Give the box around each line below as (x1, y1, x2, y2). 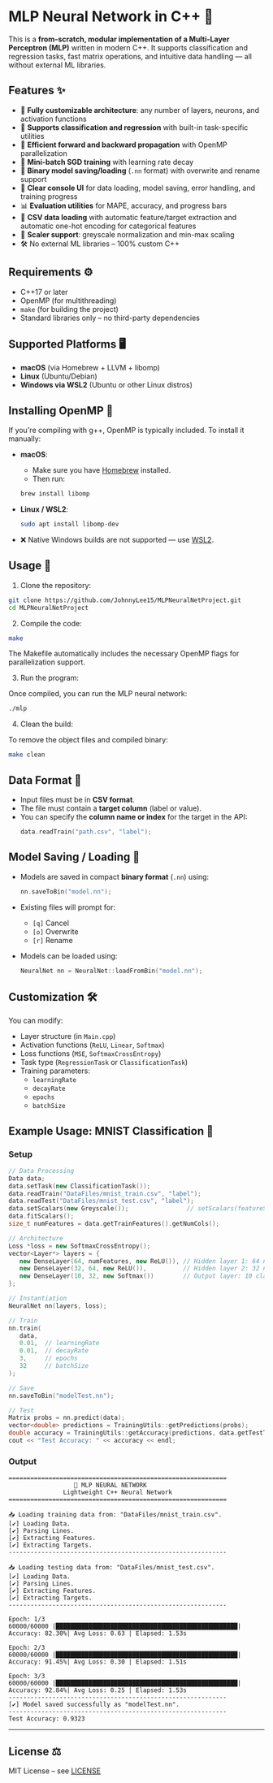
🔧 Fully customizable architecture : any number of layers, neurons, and (19, 105, 260, 115)
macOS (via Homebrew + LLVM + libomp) (19, 363, 161, 373)
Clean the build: (19, 719, 73, 729)
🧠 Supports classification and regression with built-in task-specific (19, 122, 249, 132)
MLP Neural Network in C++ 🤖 (8, 7, 214, 26)
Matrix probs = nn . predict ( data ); (8, 1413, 126, 1422)
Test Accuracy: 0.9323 (8, 1715, 85, 1723)
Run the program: (19, 673, 80, 683)
